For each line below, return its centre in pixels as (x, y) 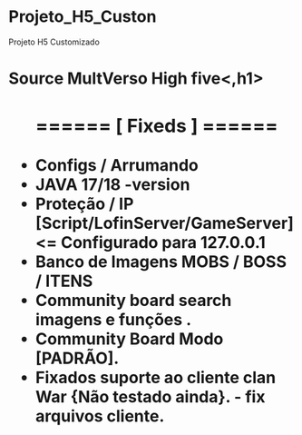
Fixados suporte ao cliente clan (156, 377)
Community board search (133, 300)
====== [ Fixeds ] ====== (156, 125)
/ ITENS (64, 281)
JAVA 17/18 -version (112, 184)
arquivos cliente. (100, 416)
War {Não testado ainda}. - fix (150, 396)
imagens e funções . (113, 319)
